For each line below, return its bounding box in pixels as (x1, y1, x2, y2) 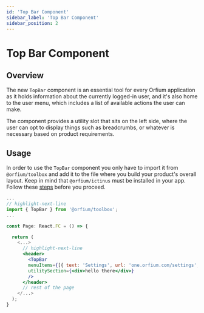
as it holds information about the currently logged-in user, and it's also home (6, 93, 198, 100)
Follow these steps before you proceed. (6, 183, 106, 191)
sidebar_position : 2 (6, 20, 59, 26)
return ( (12, 234, 34, 240)
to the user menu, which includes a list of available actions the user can (6, 99, 185, 107)
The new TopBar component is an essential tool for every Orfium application (6, 86, 195, 94)
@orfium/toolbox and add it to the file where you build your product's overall (6, 170, 197, 178)
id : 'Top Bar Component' (6, 8, 69, 15)
